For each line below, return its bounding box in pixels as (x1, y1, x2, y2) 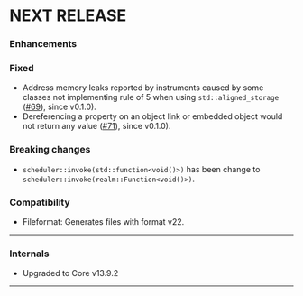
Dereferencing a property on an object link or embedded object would (22, 111, 283, 122)
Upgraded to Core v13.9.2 (22, 268, 119, 279)
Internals (9, 247, 50, 260)
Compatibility (9, 196, 70, 208)
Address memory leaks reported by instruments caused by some (22, 82, 264, 93)
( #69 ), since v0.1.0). (22, 101, 96, 113)
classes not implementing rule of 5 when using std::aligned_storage (22, 92, 280, 103)
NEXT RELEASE (9, 5, 127, 26)
